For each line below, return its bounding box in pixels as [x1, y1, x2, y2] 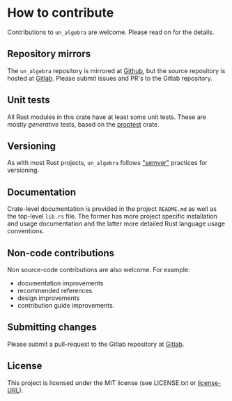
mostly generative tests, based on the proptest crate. [7, 120, 160, 128]
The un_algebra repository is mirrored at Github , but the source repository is [7, 66, 226, 74]
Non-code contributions [7, 247, 115, 259]
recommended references [17, 287, 93, 294]
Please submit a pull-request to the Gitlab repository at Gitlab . [7, 340, 185, 348]
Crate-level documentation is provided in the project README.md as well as [7, 205, 217, 213]
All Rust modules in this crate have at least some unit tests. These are [7, 113, 207, 121]
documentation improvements [17, 279, 104, 287]
